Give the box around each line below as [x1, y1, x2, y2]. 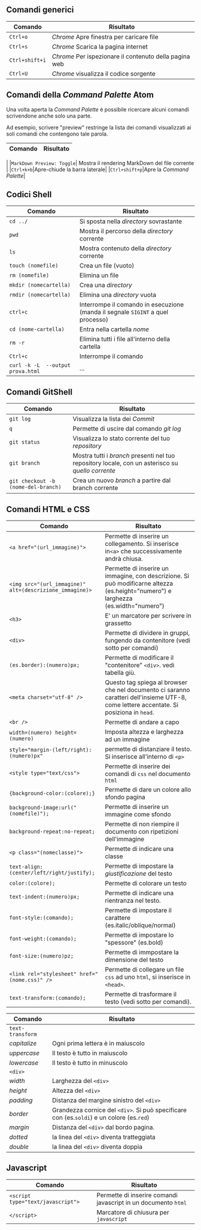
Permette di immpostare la [104, 948, 179, 957]
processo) [80, 315, 109, 324]
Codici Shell [6, 190, 52, 200]
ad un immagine [104, 735, 150, 744]
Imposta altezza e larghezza [104, 728, 184, 736]
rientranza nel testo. [104, 897, 162, 905]
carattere [104, 914, 130, 922]
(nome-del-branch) [9, 484, 62, 491]
